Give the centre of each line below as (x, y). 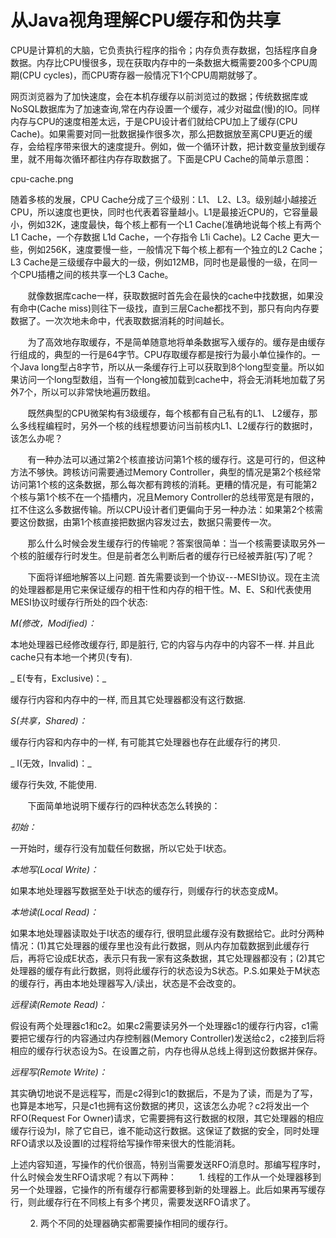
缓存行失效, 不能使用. (54, 784)
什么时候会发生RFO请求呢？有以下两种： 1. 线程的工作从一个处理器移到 (166, 1177)
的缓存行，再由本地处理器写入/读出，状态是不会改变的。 (126, 983)
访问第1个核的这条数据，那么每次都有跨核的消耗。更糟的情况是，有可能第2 (164, 484)
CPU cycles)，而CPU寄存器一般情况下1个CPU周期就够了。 (142, 75)
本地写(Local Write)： (55, 869)
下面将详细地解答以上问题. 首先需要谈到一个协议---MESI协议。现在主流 (173, 577)
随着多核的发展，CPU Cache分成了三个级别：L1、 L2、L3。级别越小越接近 (163, 199)
